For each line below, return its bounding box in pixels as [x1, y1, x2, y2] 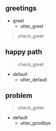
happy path [5, 48, 42, 57]
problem [5, 91, 33, 100]
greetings [5, 4, 37, 13]
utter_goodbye [20, 120, 51, 126]
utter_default [20, 76, 47, 83]
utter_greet [20, 23, 44, 29]
